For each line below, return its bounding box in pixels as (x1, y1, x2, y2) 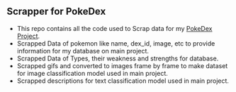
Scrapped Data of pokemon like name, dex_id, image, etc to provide (16, 39, 215, 48)
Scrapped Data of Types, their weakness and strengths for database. (16, 54, 219, 63)
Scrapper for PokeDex (6, 6, 106, 18)
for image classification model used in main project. (16, 69, 168, 77)
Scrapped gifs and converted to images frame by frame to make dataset (16, 61, 228, 70)
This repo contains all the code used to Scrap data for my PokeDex (16, 24, 213, 32)
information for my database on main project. (16, 46, 150, 55)
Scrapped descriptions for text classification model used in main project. (16, 77, 230, 85)
